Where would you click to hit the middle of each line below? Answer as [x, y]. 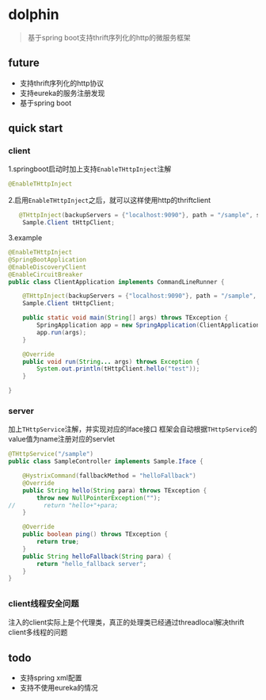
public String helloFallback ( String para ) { [97, 557]
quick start [36, 128]
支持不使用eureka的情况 [59, 687]
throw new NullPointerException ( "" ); [99, 498]
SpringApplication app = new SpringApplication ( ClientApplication [148, 325]
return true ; [58, 542]
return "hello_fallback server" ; [92, 564]
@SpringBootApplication [47, 259]
